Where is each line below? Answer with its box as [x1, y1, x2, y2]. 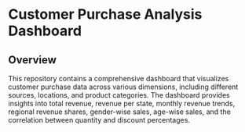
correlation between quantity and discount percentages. [8, 116, 191, 124]
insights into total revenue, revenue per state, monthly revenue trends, [8, 99, 236, 108]
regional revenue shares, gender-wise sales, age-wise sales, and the [8, 107, 232, 116]
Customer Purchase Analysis [8, 5, 203, 23]
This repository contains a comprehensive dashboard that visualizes [8, 74, 229, 83]
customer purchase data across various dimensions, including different [8, 82, 239, 91]
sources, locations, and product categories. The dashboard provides [8, 91, 230, 99]
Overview [8, 53, 57, 66]
